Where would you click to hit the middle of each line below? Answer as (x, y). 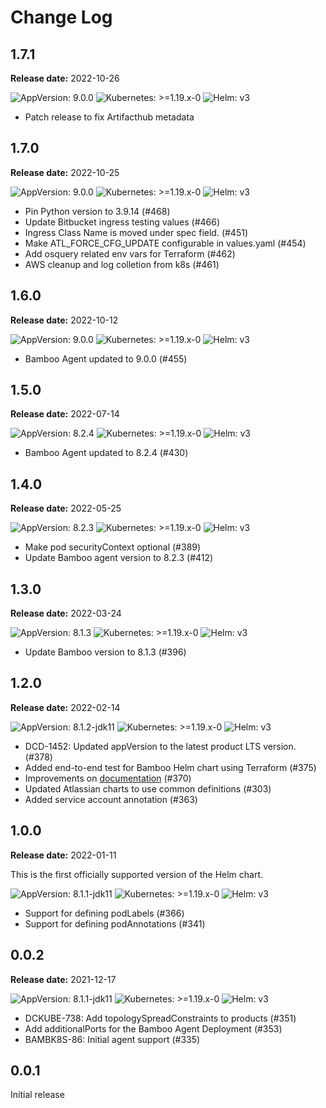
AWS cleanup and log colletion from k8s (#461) (122, 264)
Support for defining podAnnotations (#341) (115, 923)
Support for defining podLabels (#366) (104, 913)
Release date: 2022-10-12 (64, 320)
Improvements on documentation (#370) (108, 778)
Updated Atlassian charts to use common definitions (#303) (148, 788)
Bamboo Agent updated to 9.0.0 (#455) (106, 358)
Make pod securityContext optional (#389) (113, 547)
